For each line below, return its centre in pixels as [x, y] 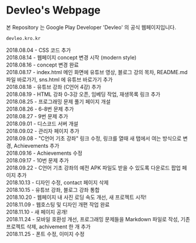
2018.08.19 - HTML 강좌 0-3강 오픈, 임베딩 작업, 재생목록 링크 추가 [83, 94]
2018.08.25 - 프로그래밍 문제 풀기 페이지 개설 [58, 101]
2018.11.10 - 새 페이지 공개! [37, 212]
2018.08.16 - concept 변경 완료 [43, 65]
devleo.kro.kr [24, 38]
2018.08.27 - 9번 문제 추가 [37, 116]
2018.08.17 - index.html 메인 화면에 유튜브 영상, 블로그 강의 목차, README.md [97, 72]
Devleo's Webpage [54, 10]
